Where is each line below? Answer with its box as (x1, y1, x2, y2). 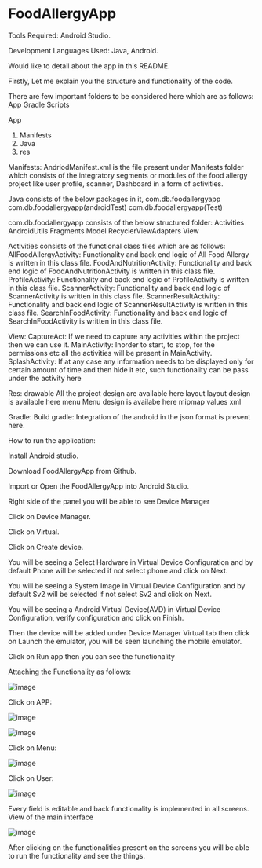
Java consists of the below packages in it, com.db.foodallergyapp (8, 194, 221, 203)
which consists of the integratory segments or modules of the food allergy (8, 170, 248, 180)
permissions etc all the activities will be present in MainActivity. (8, 348, 213, 357)
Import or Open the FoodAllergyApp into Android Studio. (8, 481, 190, 491)
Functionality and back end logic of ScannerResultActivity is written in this (8, 299, 249, 309)
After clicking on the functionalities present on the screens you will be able (8, 842, 249, 852)
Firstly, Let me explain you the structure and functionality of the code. (8, 76, 234, 86)
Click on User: (8, 773, 54, 782)
